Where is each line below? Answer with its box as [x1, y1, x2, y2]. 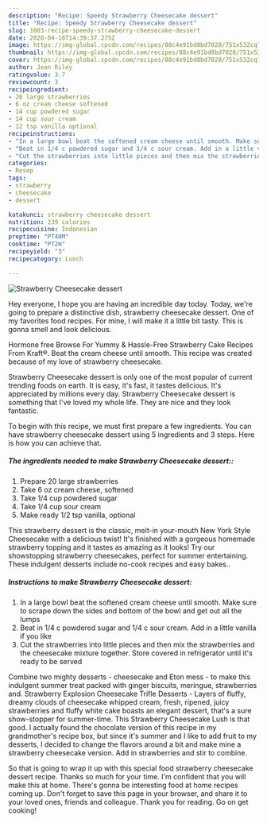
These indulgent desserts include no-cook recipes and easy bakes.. [8, 559, 231, 569]
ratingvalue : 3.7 [8, 71, 66, 79]
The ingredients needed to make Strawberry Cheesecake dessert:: [8, 456, 234, 466]
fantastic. [8, 406, 39, 415]
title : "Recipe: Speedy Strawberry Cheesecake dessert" [8, 19, 197, 27]
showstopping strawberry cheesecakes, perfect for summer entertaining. [8, 551, 249, 560]
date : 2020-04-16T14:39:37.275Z [8, 33, 115, 42]
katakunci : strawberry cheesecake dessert [8, 211, 151, 218]
